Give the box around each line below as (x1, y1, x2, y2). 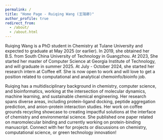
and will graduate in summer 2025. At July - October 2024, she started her (5, 63, 154, 69)
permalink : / (5, 7, 32, 12)
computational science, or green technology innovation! (5, 129, 117, 135)
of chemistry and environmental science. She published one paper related (5, 114, 153, 120)
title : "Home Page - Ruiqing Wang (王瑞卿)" (5, 12, 95, 16)
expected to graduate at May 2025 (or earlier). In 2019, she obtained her (5, 48, 149, 54)
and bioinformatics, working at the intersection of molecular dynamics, (5, 88, 147, 94)
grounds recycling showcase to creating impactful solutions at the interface (5, 109, 156, 114)
